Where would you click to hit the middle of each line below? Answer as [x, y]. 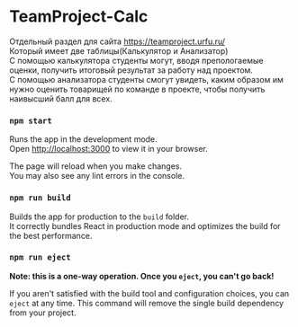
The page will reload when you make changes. [96, 166]
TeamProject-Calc [79, 17]
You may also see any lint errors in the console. [97, 176]
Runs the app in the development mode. [83, 139]
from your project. [43, 313]
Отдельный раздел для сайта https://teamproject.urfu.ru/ [117, 41]
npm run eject [40, 257]
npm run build [40, 198]
